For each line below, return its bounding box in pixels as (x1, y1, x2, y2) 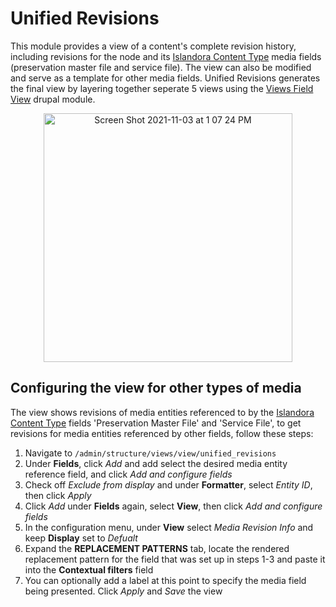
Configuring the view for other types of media (10, 380, 302, 397)
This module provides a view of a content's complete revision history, (10, 40, 297, 52)
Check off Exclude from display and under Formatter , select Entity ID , (24, 478, 313, 491)
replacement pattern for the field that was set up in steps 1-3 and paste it (24, 553, 326, 565)
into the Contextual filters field (24, 563, 154, 576)
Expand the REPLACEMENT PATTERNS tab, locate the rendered (24, 542, 290, 554)
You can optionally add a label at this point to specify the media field (24, 574, 307, 586)
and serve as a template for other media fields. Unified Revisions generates (10, 72, 321, 84)
